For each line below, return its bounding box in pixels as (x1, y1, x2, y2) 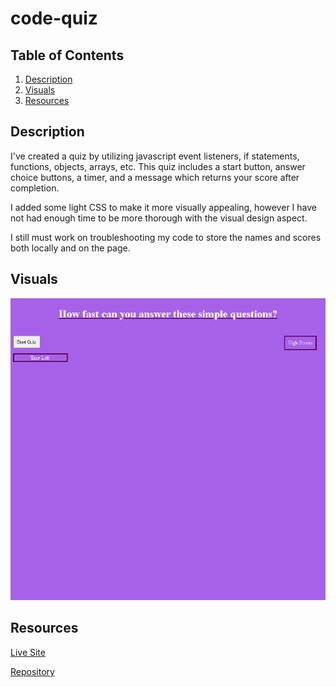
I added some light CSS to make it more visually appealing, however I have (10, 201, 317, 213)
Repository (10, 665, 55, 677)
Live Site (10, 646, 46, 658)
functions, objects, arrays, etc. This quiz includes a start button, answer (10, 160, 306, 172)
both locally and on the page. (10, 242, 131, 254)
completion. (10, 182, 60, 194)
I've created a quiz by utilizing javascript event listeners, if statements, (10, 150, 300, 162)
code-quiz (10, 7, 98, 30)
